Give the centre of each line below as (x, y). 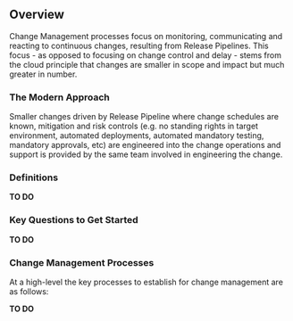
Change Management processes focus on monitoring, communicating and (146, 36)
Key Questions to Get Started (74, 220)
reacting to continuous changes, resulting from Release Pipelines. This (139, 45)
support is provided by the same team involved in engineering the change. (146, 154)
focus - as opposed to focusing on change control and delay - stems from (145, 55)
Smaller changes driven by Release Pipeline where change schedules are (144, 117)
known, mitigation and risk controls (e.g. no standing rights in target (134, 126)
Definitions (34, 177)
